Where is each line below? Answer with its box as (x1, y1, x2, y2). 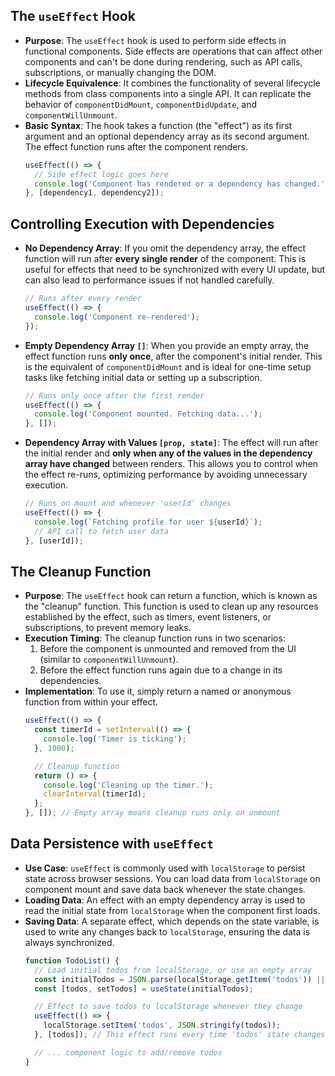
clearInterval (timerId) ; (43, 789, 147, 799)
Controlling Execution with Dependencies (10, 215, 275, 233)
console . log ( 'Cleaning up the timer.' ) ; (43, 780, 214, 790)
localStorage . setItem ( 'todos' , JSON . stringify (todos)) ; (43, 1020, 281, 1031)
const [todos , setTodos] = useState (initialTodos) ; (34, 984, 254, 994)
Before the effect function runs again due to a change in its (39, 664, 283, 676)
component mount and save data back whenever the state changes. (24, 883, 306, 895)
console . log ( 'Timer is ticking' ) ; (43, 734, 187, 744)
